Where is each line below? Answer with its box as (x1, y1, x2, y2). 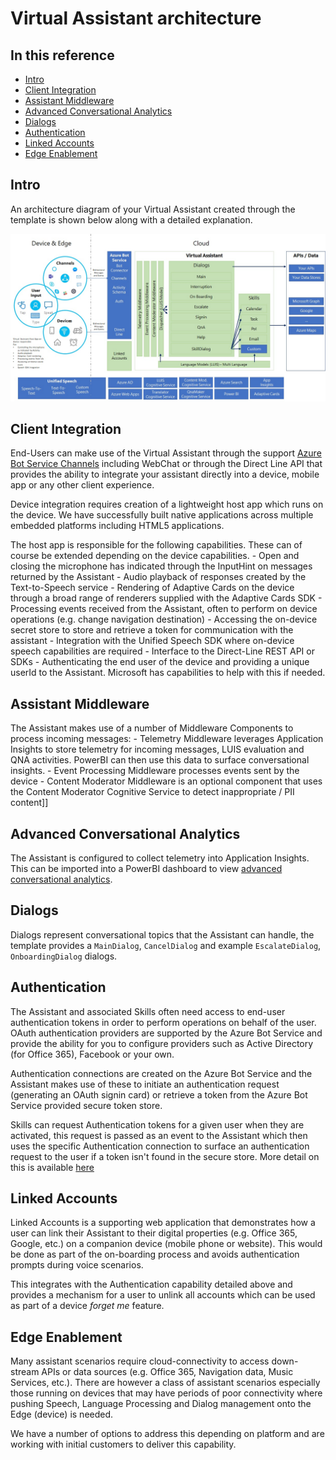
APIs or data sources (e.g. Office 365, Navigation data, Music (41, 1366, 294, 1378)
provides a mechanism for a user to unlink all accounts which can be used (10, 1289, 316, 1301)
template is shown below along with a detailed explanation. (10, 213, 253, 226)
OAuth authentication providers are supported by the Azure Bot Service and (10, 1027, 323, 1039)
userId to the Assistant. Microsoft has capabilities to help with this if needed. (10, 667, 326, 679)
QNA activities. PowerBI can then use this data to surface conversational (10, 754, 310, 766)
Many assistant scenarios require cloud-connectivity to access (10, 1355, 270, 1367)
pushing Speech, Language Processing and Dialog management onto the (10, 1398, 312, 1410)
